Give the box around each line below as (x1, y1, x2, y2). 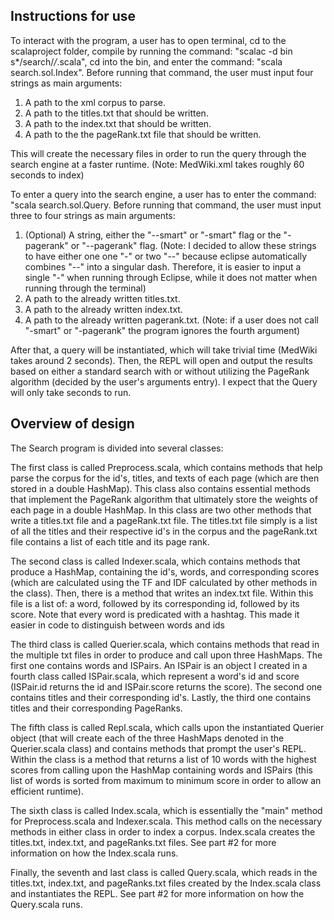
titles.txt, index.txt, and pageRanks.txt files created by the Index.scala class (10, 877, 322, 889)
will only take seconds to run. (10, 386, 132, 398)
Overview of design (10, 415, 135, 433)
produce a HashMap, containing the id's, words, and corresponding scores (10, 565, 320, 578)
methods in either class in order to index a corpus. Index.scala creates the (10, 825, 316, 838)
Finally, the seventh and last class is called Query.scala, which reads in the (10, 866, 318, 878)
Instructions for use (10, 8, 137, 25)
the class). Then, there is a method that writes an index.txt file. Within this (10, 587, 314, 599)
